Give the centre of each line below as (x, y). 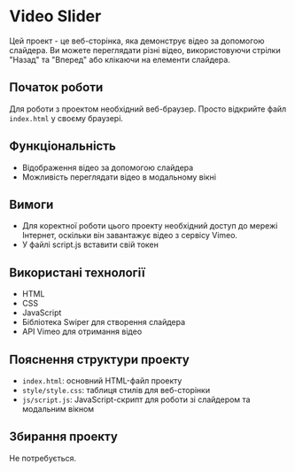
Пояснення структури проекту (100, 359)
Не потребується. (43, 458)
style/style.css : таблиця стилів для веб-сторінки (116, 390)
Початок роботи (56, 87)
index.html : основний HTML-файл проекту (102, 381)
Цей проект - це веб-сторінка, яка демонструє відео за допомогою (137, 41)
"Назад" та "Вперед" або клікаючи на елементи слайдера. (120, 59)
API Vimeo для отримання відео (82, 332)
